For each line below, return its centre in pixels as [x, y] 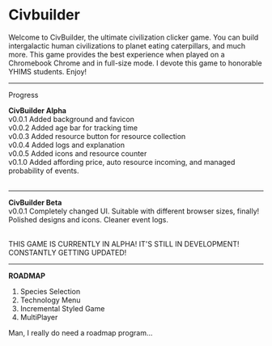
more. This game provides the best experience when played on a [117, 54]
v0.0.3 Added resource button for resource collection [97, 136]
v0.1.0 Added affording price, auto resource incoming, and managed [122, 162]
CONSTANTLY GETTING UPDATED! [68, 252]
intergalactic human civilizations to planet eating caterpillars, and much [127, 45]
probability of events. [44, 171]
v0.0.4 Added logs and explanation [67, 145]
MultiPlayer [39, 317]
